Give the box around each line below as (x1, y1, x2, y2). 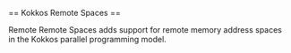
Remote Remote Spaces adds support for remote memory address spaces (8, 25, 283, 34)
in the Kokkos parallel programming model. (8, 34, 167, 44)
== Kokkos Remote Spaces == (8, 8, 122, 18)
